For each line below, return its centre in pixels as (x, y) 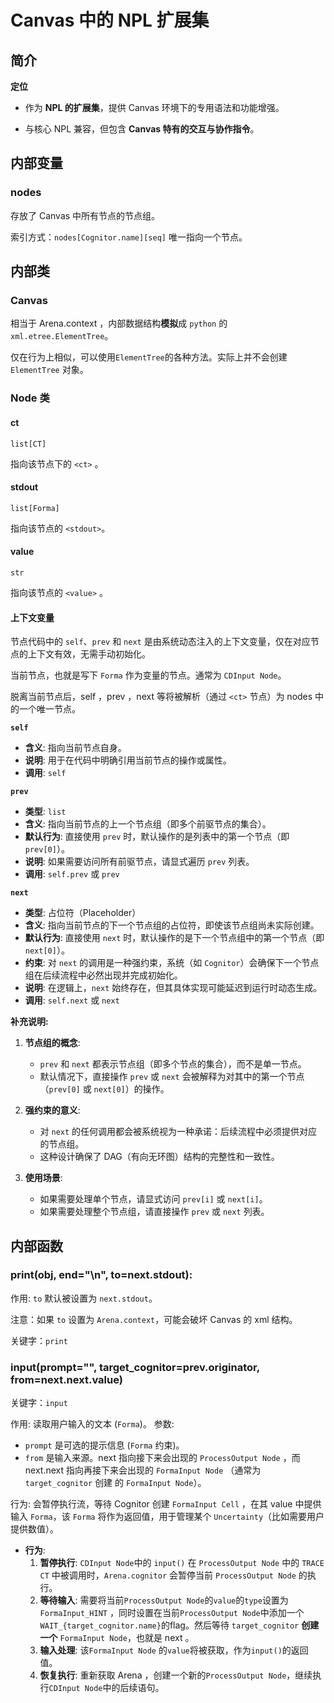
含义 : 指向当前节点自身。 (75, 748)
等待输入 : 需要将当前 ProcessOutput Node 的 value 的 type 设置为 (164, 1600)
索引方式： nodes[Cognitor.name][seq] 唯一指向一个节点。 (129, 237)
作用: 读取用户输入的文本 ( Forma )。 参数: (92, 1424)
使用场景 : (43, 1178)
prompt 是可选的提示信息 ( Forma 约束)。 (104, 1445)
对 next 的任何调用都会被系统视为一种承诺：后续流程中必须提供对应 (178, 1132)
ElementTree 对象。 (49, 370)
